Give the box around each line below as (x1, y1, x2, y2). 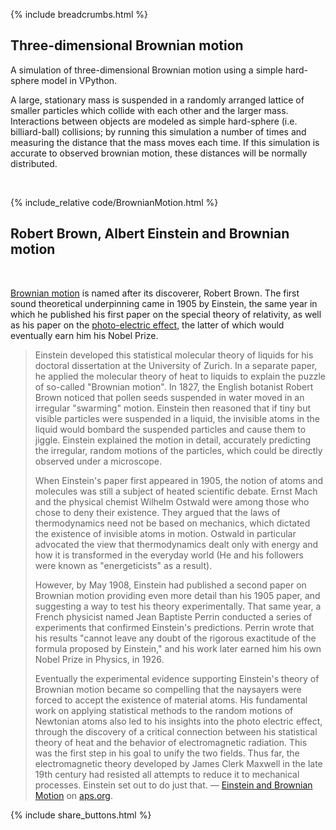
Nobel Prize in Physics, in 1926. (34, 653, 165, 665)
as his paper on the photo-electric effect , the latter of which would (10, 319, 285, 331)
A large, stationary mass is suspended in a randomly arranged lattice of (10, 94, 305, 106)
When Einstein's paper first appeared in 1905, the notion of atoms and (34, 474, 324, 486)
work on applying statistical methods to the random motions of (34, 704, 294, 716)
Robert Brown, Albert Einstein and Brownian (10, 225, 290, 243)
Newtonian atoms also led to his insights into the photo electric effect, (34, 715, 323, 727)
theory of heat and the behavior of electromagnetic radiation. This (34, 736, 308, 748)
